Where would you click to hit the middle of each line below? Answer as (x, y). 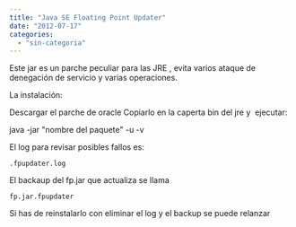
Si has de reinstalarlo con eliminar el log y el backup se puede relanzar (140, 214)
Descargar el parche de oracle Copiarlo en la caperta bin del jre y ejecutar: (148, 112)
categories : (31, 34)
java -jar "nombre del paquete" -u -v (77, 130)
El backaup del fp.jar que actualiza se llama (90, 180)
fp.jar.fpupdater (42, 197)
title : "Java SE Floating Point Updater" (88, 17)
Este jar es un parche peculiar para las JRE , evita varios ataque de (133, 68)
